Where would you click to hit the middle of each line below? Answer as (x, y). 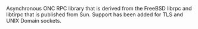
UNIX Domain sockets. (34, 21)
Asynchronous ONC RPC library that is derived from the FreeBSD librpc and (99, 8)
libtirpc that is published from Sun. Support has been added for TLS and (95, 14)
